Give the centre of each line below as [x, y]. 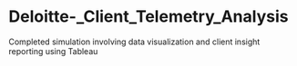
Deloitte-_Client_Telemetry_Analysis [148, 17]
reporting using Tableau [53, 51]
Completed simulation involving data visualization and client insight [134, 42]
